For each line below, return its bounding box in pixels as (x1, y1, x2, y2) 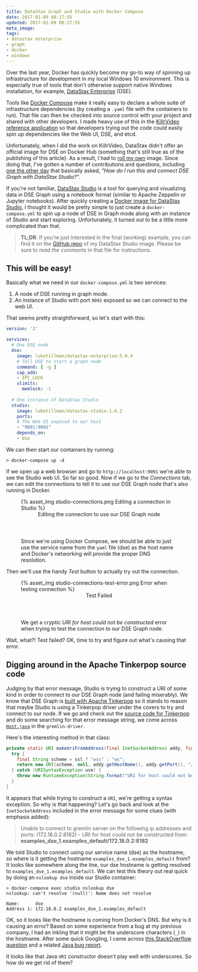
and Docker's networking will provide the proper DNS (21, 550, 151, 557)
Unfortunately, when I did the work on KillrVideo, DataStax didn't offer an (6, 142, 183, 149)
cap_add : (16, 370, 38, 376)
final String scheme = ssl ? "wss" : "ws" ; (16, 756, 126, 762)
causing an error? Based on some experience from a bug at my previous (6, 922, 181, 929)
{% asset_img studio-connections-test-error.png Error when (21, 579, 168, 586)
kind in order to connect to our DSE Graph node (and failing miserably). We (6, 691, 189, 698)
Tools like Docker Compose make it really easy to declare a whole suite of (6, 99, 186, 106)
